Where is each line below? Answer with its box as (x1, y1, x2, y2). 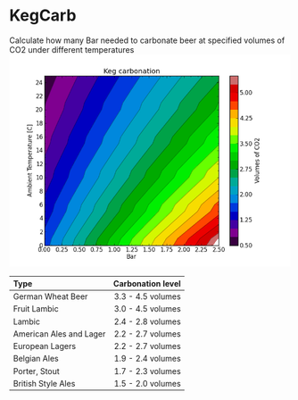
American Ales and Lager (12, 328, 106, 339)
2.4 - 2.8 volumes (113, 316, 181, 327)
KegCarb (9, 5, 77, 26)
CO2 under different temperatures (9, 44, 135, 54)
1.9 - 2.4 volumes (113, 354, 181, 364)
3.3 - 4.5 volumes (113, 291, 181, 302)
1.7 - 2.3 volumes (113, 365, 181, 376)
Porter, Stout (12, 365, 60, 376)
